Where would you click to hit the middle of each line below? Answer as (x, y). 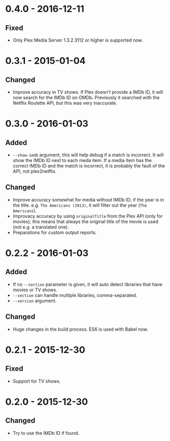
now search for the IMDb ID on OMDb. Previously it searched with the (86, 97)
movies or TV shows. (35, 290)
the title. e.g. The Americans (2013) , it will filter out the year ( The (80, 205)
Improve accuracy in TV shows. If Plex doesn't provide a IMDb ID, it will (88, 92)
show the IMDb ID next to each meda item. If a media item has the (82, 160)
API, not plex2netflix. (35, 171)
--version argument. (35, 300)
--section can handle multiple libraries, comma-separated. (75, 295)
